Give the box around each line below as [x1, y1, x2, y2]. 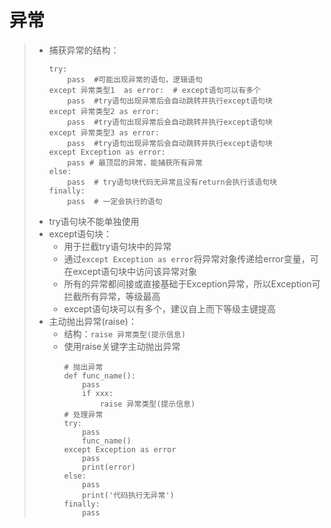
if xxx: [82, 388, 114, 398]
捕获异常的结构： [48, 44, 120, 56]
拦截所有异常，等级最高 [63, 290, 161, 302]
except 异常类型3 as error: [48, 127, 161, 138]
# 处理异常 [63, 409, 104, 420]
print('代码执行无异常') [82, 490, 175, 500]
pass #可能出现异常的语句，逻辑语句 [67, 74, 203, 85]
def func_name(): [63, 371, 136, 381]
